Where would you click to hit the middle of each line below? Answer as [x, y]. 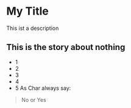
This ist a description [33, 28]
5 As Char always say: [43, 88]
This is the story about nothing [66, 47]
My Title [27, 11]
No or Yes [34, 99]
